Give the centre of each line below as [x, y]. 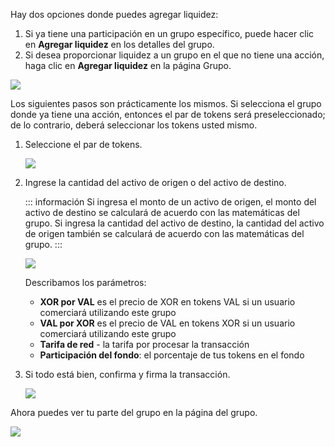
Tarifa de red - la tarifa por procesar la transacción [144, 344]
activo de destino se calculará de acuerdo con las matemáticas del [162, 212]
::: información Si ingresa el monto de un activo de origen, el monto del [170, 202]
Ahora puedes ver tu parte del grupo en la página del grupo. [134, 412]
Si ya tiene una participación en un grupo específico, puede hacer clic [169, 33]
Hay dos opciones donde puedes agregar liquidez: [114, 14]
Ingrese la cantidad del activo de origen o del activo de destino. [155, 182]
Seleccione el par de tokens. [83, 144]
